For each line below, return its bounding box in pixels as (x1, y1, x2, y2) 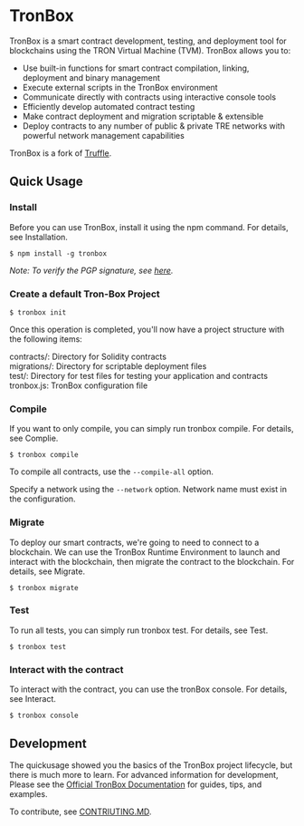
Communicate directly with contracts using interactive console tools (22, 92, 277, 102)
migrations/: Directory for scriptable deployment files (9, 360, 207, 372)
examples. (9, 788, 48, 799)
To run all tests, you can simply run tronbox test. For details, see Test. (9, 625, 269, 636)
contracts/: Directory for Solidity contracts (9, 351, 167, 362)
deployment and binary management (22, 72, 161, 83)
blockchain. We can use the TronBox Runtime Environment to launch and (9, 546, 280, 558)
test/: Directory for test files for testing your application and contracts (9, 370, 269, 381)
